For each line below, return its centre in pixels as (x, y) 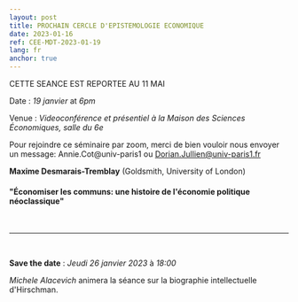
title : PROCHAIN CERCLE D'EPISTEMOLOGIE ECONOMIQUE (106, 26)
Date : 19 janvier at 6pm (52, 101)
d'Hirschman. (34, 290)
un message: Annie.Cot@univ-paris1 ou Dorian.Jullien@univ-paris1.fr (135, 154)
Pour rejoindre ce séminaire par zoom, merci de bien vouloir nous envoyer (145, 144)
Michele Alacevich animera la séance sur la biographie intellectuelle (133, 281)
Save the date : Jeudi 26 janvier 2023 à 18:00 (93, 263)
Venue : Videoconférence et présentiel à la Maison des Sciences (127, 118)
